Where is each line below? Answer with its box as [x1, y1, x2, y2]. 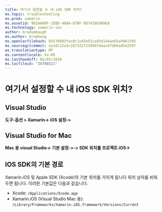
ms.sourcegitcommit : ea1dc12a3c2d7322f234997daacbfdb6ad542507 [5, 43, 136, 48]
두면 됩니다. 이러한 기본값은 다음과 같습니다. [5, 180, 89, 186]
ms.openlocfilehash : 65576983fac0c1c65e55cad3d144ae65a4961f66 [5, 39, 136, 44]
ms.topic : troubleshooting [5, 12, 60, 17]
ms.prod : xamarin [5, 16, 40, 21]
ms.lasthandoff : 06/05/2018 [5, 57, 62, 62]
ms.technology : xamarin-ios [5, 25, 62, 30]
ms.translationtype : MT [5, 48, 54, 53]
